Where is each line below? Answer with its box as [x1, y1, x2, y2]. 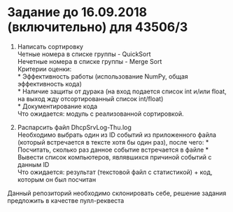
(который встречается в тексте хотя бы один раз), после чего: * [17, 138, 209, 146]
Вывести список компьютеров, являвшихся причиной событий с [17, 152, 212, 161]
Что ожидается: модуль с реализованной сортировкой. [17, 110, 184, 118]
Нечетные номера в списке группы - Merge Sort [17, 57, 162, 65]
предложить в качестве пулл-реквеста [7, 196, 125, 204]
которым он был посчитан [17, 175, 97, 183]
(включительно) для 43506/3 [7, 19, 188, 35]
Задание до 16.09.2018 [7, 4, 148, 20]
